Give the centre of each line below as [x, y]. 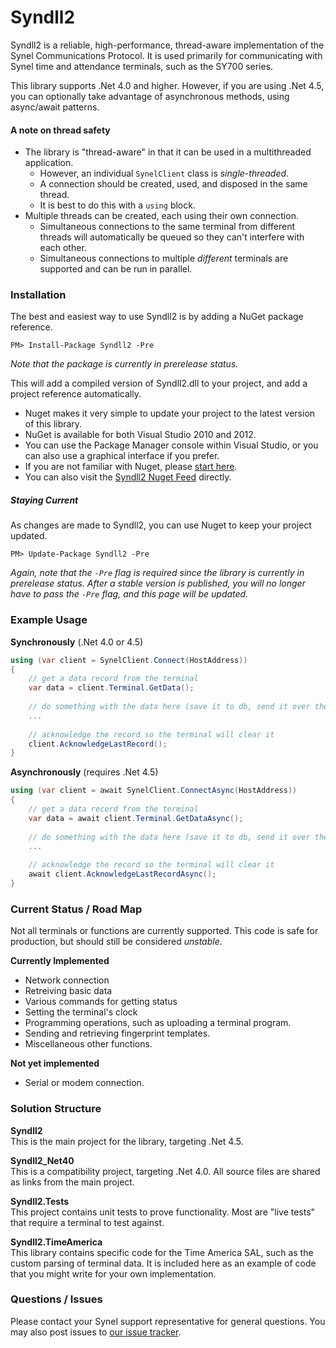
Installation [38, 295]
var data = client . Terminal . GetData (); [111, 688]
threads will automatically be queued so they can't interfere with [172, 237]
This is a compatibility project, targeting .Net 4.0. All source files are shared [165, 1171]
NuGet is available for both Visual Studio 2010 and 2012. [140, 435]
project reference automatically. [76, 394]
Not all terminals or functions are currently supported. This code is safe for [164, 931]
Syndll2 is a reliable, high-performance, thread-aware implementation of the [167, 45]
